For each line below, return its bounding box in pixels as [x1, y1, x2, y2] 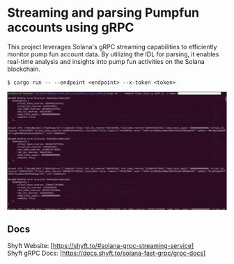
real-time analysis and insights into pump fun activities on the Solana [7, 57, 205, 65]
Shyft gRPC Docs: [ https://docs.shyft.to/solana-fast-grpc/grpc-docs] [7, 249, 206, 258]
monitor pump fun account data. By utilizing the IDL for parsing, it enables [7, 50, 219, 58]
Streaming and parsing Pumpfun [7, 5, 200, 21]
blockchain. [7, 65, 40, 73]
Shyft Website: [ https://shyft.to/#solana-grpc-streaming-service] [7, 242, 194, 250]
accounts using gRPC [7, 19, 134, 35]
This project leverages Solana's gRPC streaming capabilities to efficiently [7, 42, 217, 51]
